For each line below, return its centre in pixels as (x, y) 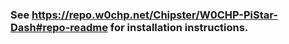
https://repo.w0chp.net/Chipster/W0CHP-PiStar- (154, 15)
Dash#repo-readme (59, 27)
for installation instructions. (179, 27)
